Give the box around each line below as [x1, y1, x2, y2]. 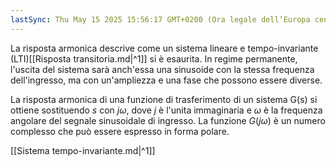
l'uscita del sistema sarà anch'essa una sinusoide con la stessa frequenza [10, 63, 315, 75]
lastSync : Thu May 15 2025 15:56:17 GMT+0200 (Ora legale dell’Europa [10, 14, 311, 25]
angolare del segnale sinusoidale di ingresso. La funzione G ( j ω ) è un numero [10, 114, 326, 126]
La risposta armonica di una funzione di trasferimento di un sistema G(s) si [10, 93, 318, 105]
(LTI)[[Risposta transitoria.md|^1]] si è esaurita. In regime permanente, [10, 52, 298, 65]
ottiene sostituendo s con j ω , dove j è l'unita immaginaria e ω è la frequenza [10, 104, 323, 116]
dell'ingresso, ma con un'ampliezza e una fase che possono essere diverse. [10, 74, 323, 86]
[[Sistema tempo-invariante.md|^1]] [10, 144, 156, 156]
